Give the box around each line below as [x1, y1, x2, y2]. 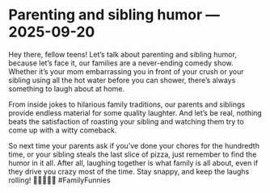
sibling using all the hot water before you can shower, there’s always [8, 75, 236, 85]
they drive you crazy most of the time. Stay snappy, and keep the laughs [8, 166, 250, 176]
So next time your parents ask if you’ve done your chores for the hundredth [8, 141, 260, 150]
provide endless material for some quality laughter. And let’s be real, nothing [8, 107, 263, 118]
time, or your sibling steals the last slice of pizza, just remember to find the [8, 149, 257, 159]
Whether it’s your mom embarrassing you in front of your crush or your [8, 66, 244, 76]
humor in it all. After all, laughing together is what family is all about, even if [8, 157, 259, 167]
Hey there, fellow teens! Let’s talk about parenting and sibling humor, [8, 49, 237, 59]
